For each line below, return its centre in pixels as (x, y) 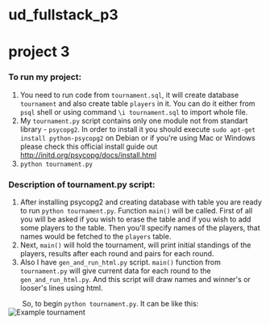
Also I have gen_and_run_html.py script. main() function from (120, 262)
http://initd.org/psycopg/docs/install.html (88, 154)
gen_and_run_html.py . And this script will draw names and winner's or (135, 279)
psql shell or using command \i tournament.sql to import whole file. (134, 112)
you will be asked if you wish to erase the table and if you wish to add (135, 219)
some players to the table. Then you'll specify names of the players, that (140, 227)
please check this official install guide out (89, 146)
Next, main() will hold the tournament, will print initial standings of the (135, 245)
